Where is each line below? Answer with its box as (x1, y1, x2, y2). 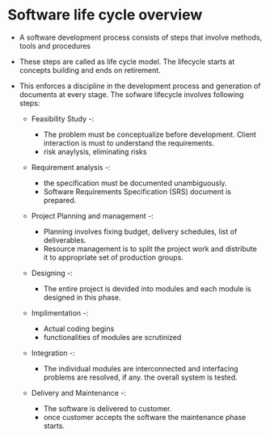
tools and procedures (19, 40, 91, 50)
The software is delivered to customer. (43, 403, 172, 414)
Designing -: (31, 268, 74, 278)
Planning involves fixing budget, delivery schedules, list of (43, 227, 238, 236)
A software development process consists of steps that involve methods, (19, 32, 263, 42)
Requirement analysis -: (31, 162, 111, 172)
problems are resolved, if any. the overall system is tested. (43, 372, 238, 382)
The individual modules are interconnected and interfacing (43, 363, 239, 373)
